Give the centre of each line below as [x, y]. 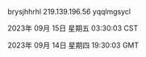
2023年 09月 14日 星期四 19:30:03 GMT [73, 45]
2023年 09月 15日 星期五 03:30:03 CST [73, 28]
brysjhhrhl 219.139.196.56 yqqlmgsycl [69, 12]
